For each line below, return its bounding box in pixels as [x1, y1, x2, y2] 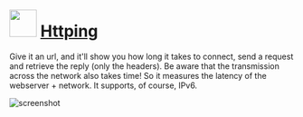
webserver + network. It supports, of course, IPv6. [9, 80, 197, 91]
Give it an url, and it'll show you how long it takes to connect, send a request [9, 51, 294, 62]
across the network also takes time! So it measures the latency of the [9, 70, 267, 81]
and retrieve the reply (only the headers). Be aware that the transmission [9, 60, 280, 72]
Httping [40, 21, 99, 42]
